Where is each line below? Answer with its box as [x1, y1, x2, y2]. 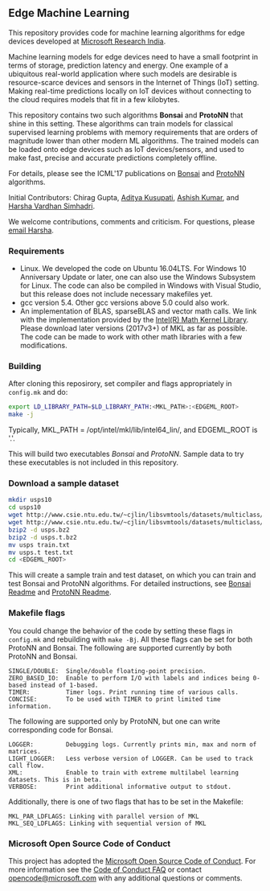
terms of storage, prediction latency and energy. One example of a [8, 60, 229, 70]
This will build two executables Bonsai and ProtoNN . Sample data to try [8, 450, 244, 459]
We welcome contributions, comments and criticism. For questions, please [8, 216, 256, 226]
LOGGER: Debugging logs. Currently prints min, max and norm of [8, 740, 257, 749]
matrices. [8, 747, 42, 755]
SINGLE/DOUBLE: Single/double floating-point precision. [8, 667, 207, 675]
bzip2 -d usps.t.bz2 [8, 533, 78, 541]
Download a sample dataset [8, 478, 119, 489]
